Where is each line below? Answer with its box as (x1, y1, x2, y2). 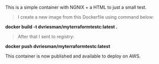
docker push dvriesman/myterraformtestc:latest (5, 43, 111, 49)
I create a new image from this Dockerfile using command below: (17, 14, 154, 20)
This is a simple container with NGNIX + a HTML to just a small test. (5, 5, 147, 10)
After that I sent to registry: (17, 34, 75, 39)
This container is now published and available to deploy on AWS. (5, 53, 141, 59)
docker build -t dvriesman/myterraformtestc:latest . (5, 24, 118, 30)
